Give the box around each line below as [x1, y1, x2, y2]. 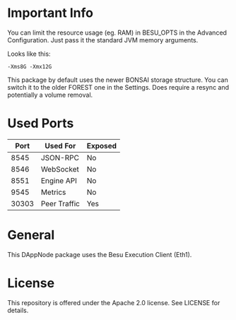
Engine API [40, 175, 78, 185]
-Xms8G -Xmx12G [7, 63, 52, 70]
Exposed [86, 141, 117, 150]
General [7, 227, 55, 243]
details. [7, 306, 29, 314]
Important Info [7, 5, 94, 21]
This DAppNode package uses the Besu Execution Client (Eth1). [7, 250, 192, 259]
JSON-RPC [40, 153, 80, 162]
